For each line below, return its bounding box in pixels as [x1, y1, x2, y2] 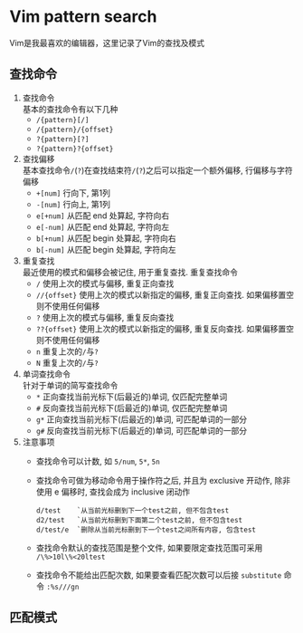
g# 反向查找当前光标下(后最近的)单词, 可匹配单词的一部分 [35, 425, 248, 436]
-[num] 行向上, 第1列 [35, 198, 111, 209]
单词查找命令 [22, 369, 71, 379]
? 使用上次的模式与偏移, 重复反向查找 [35, 312, 175, 322]
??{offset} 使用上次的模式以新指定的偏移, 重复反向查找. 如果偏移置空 [35, 323, 295, 334]
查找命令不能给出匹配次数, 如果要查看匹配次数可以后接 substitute [35, 569, 282, 580]
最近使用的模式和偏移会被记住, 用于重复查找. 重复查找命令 [22, 266, 238, 277]
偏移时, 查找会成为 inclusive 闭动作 [61, 486, 191, 497]
